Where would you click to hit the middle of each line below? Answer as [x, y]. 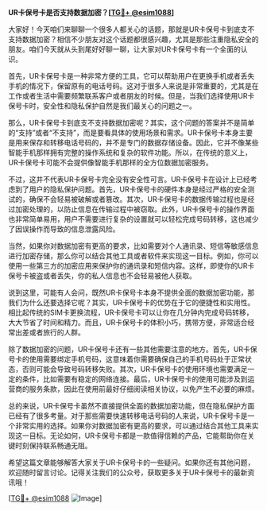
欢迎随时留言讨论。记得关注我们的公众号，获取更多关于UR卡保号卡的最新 [128, 472]
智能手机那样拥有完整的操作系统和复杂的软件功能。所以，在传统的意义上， [130, 153]
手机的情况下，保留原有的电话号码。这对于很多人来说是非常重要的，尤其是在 [133, 86]
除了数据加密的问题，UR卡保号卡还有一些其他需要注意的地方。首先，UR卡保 [133, 349]
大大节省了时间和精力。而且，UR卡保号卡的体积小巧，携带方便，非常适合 [128, 322]
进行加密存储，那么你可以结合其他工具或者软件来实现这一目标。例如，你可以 [133, 256]
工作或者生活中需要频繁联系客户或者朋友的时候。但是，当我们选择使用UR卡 [132, 96]
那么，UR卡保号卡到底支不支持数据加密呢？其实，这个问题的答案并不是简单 [132, 123]
